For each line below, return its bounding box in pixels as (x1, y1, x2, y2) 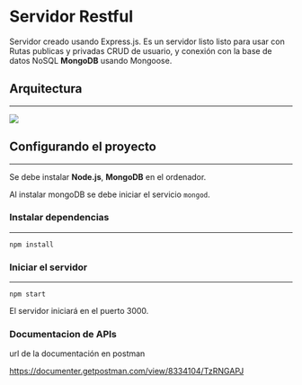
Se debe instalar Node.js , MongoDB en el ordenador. (9, 171, 207, 182)
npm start (9, 290, 47, 299)
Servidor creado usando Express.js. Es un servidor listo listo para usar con (9, 36, 285, 47)
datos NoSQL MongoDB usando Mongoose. (9, 55, 173, 66)
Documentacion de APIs (9, 328, 117, 341)
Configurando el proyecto (9, 139, 157, 155)
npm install (9, 240, 54, 249)
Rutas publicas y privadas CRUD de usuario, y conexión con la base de (9, 45, 272, 56)
